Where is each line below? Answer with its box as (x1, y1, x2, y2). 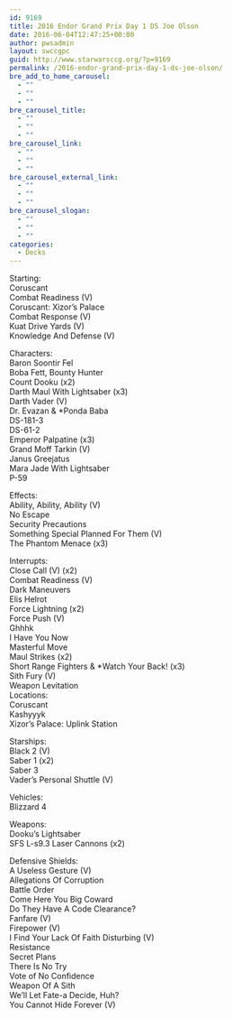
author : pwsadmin (9, 38, 75, 48)
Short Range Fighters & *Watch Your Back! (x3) (9, 661, 186, 672)
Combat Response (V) (9, 311, 92, 322)
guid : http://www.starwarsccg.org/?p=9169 (9, 55, 171, 64)
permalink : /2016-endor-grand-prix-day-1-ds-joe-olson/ (9, 64, 223, 73)
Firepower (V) (9, 922, 61, 934)
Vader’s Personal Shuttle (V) (9, 774, 114, 785)
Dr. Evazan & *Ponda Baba (9, 405, 109, 416)
